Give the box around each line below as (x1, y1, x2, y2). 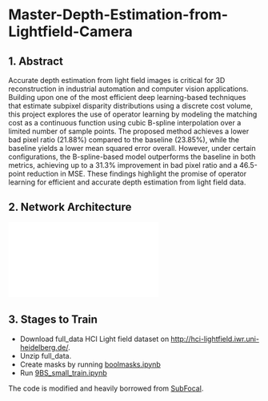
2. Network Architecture (8, 200, 132, 214)
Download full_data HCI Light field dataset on (19, 334, 170, 343)
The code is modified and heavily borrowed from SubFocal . (8, 383, 204, 393)
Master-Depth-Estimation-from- (8, 6, 229, 24)
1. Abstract (8, 54, 64, 68)
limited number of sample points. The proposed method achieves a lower (8, 126, 250, 136)
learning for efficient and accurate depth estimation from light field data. (8, 177, 246, 187)
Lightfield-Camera (8, 22, 134, 41)
